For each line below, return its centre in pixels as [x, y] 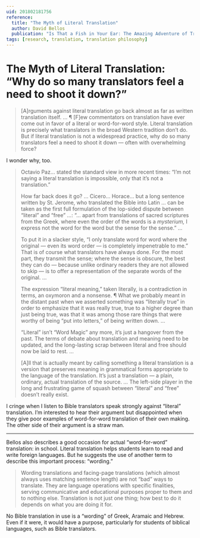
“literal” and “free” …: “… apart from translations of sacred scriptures [105, 215]
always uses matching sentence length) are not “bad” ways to [97, 479]
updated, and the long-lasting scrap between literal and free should [103, 345]
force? [29, 149]
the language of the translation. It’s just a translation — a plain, [97, 375]
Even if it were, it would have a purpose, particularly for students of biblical [98, 522]
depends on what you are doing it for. [67, 504]
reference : [20, 17]
